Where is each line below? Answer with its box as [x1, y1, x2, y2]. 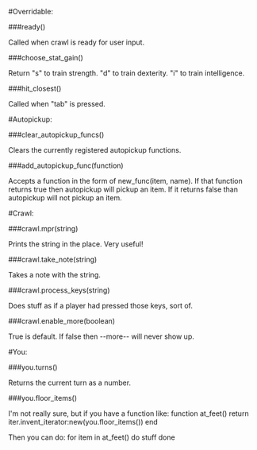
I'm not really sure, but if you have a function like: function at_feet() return [8, 409, 249, 418]
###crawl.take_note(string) [8, 254, 98, 264]
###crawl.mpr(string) [8, 224, 79, 233]
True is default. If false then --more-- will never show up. [8, 332, 194, 341]
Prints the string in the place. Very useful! [8, 239, 144, 249]
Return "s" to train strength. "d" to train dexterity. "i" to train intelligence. [8, 68, 245, 78]
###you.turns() [8, 363, 58, 372]
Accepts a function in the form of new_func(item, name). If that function [8, 177, 244, 185]
